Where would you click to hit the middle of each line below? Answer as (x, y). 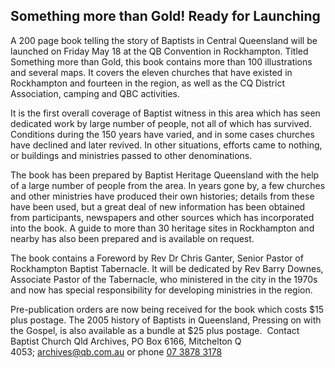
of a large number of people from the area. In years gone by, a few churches (168, 185)
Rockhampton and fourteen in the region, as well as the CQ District (147, 83)
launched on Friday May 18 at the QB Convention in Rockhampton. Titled (159, 51)
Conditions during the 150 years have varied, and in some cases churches (162, 134)
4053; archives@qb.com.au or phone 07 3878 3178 (116, 351)
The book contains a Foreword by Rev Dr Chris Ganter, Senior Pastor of (157, 258)
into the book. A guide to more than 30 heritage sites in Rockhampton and (162, 228)
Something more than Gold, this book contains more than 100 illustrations (161, 61)
